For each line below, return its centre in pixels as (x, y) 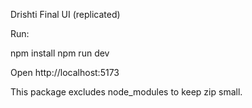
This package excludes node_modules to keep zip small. (126, 92)
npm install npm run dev (60, 53)
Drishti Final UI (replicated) (65, 14)
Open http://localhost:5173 (65, 72)
